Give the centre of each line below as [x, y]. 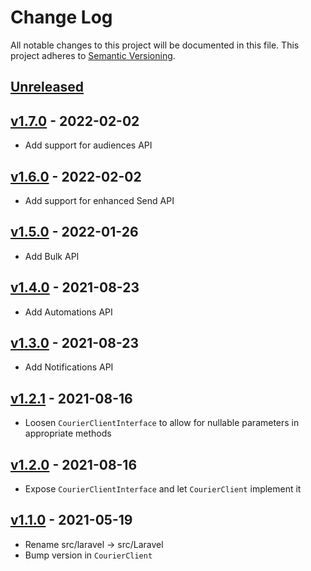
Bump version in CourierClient [88, 555]
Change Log [61, 17]
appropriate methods [68, 433]
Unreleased [47, 87]
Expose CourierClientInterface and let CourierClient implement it [163, 489]
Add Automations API [68, 312]
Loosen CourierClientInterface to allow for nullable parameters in [162, 423]
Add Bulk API [52, 256]
